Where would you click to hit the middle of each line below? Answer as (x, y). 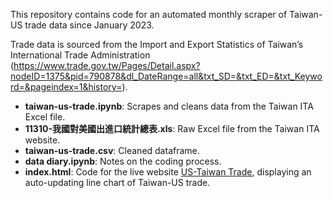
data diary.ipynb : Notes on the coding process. (123, 161)
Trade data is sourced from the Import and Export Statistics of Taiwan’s (157, 44)
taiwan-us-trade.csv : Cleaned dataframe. (112, 150)
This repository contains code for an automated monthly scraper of (149, 14)
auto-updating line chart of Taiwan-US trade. (117, 182)
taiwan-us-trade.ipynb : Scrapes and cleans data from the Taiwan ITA (169, 106)
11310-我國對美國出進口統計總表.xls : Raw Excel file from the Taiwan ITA (172, 128)
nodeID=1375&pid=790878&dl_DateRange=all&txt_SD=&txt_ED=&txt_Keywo (166, 76)
